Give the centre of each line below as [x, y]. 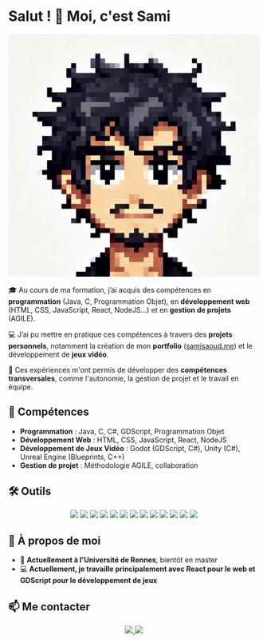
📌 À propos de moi [55, 540]
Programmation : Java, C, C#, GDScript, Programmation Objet [122, 431]
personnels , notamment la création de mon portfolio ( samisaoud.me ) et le [130, 345]
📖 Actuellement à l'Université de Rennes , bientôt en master [118, 560]
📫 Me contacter [49, 607]
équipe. [21, 386]
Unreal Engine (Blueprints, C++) [72, 457]
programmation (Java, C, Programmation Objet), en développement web [129, 301]
